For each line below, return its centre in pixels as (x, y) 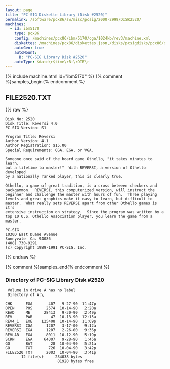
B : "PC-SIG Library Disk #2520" (53, 57)
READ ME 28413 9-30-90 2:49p (51, 313)
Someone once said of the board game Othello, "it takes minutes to (79, 159)
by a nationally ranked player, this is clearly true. (64, 177)
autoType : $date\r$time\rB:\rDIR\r (52, 62)
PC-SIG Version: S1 (26, 128)
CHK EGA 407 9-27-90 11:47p (51, 304)
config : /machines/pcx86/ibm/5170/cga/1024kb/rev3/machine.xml (82, 39)
